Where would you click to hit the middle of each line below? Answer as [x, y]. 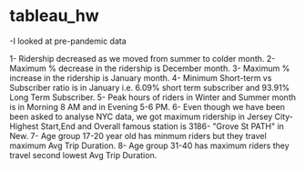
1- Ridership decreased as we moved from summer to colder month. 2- [142, 58]
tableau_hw [55, 16]
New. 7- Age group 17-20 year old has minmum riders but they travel [138, 135]
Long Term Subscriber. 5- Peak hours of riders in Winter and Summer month [153, 97]
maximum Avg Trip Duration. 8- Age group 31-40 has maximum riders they [149, 145]
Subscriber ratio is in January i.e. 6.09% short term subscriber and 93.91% [150, 87]
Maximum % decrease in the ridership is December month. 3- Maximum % [150, 68]
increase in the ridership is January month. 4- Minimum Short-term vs [141, 77]
